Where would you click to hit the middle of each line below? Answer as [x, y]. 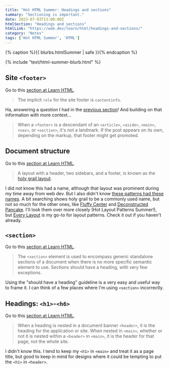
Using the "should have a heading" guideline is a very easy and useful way [83, 282]
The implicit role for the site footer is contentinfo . [69, 100]
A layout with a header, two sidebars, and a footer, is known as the [86, 173]
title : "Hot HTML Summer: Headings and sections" [58, 10]
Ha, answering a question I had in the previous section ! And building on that [84, 109]
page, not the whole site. [43, 342]
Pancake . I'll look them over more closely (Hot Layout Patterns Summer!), [81, 209]
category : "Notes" [24, 33]
